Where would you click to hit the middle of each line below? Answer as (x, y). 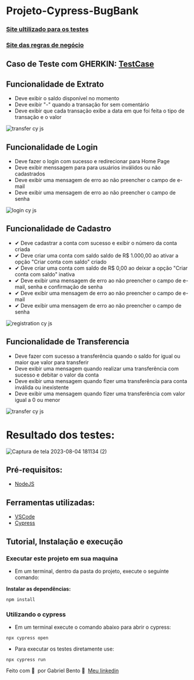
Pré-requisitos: (34, 470)
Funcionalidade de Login (52, 147)
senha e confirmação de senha (65, 286)
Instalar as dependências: (39, 589)
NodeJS (24, 484)
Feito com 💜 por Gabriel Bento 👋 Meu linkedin (63, 671)
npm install (21, 599)
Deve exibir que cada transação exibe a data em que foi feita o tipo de (100, 111)
